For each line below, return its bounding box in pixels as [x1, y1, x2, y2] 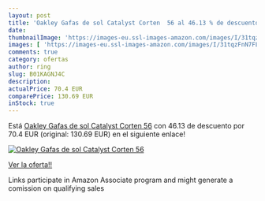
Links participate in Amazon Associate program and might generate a [8, 175, 233, 185]
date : [8, 26, 26, 34]
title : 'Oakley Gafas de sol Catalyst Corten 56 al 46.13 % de [8, 19, 224, 27]
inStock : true [8, 99, 55, 107]
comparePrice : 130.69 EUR [8, 92, 93, 100]
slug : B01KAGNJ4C [8, 70, 65, 78]
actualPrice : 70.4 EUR [8, 84, 83, 93]
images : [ [8, 41, 41, 49]
